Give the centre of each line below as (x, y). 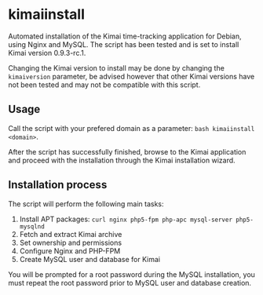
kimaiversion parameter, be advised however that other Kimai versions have (131, 76)
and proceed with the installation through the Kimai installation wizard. (122, 160)
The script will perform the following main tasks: (86, 204)
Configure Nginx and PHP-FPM (70, 251)
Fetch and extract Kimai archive (71, 234)
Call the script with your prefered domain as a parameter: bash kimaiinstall (131, 128)
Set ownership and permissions (71, 242)
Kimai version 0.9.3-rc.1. (47, 53)
